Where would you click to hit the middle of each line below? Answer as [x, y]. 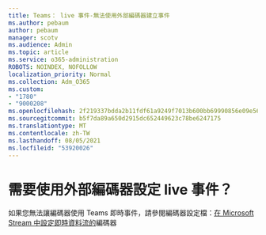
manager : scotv [33, 38]
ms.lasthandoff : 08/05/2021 [55, 140]
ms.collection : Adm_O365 [49, 81]
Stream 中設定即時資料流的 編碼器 [63, 223]
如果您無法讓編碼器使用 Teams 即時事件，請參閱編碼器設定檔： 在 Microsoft [131, 213]
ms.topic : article [38, 52]
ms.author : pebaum [38, 23]
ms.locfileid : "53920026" [51, 148]
